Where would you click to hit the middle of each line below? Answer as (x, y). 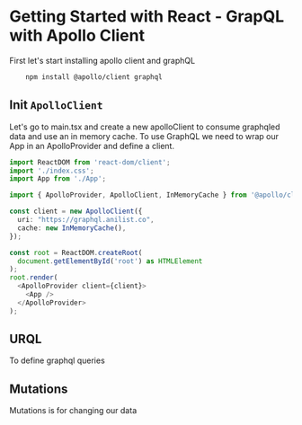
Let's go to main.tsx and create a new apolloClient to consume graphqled (145, 127)
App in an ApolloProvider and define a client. (92, 146)
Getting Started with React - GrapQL (147, 17)
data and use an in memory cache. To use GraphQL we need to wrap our (144, 136)
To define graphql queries (57, 360)
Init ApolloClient (56, 105)
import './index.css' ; (52, 171)
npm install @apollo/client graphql (94, 77)
